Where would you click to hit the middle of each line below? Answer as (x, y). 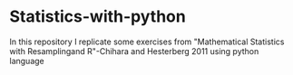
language (27, 61)
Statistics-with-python (98, 17)
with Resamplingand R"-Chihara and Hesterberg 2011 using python (134, 51)
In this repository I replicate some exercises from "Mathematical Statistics (147, 42)
